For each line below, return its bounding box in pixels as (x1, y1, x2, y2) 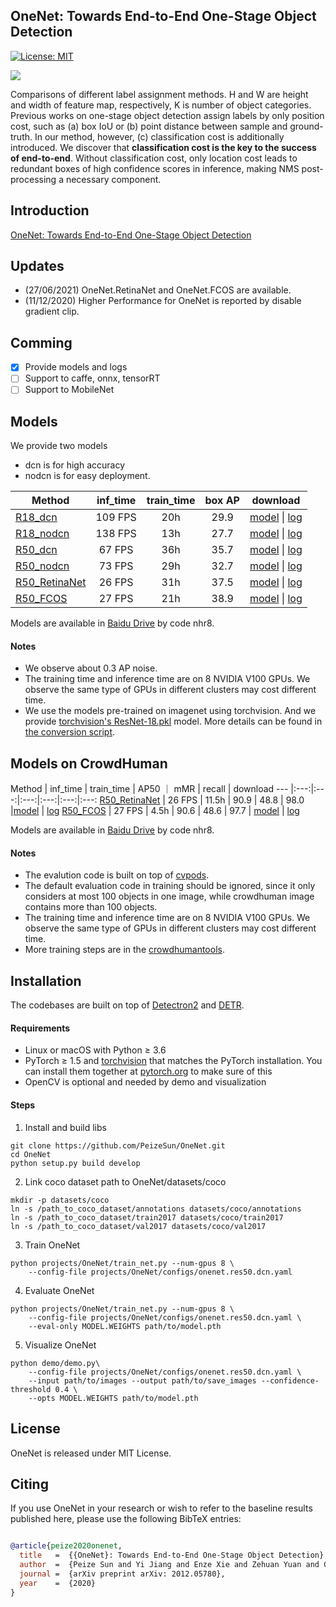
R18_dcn (15, 510, 58, 524)
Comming (10, 334, 73, 351)
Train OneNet (24, 1239, 81, 1251)
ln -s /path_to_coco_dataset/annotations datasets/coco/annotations (10, 1204, 302, 1214)
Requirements (10, 1022, 71, 1034)
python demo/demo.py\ (10, 1358, 101, 1368)
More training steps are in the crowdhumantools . (24, 944, 225, 956)
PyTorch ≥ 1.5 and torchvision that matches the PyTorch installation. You (24, 1055, 323, 1067)
